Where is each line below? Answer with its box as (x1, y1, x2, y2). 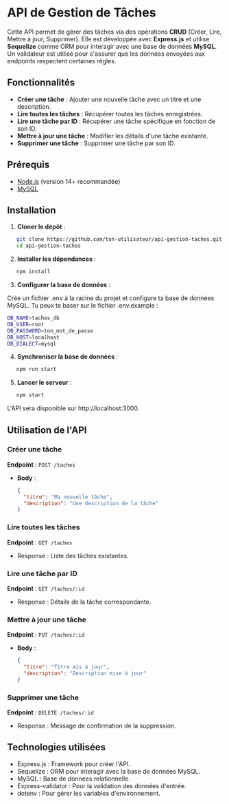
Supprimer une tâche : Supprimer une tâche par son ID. (16, 139, 176, 147)
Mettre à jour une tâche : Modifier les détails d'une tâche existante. (16, 131, 208, 140)
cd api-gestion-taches (16, 242, 81, 249)
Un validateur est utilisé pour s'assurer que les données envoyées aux (7, 50, 206, 58)
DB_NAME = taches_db (7, 315, 60, 321)
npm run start (16, 366, 57, 373)
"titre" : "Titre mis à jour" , (23, 664, 110, 670)
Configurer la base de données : (16, 281, 111, 288)
